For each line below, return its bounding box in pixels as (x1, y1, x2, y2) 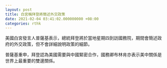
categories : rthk (5, 21, 41, 26)
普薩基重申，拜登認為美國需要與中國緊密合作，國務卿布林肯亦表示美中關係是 (5, 52, 162, 58)
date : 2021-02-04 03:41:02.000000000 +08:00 (5, 16, 99, 21)
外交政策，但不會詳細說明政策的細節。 (13, 41, 92, 47)
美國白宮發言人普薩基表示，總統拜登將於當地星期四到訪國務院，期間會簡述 (5, 35, 158, 41)
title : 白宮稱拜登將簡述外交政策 (5, 12, 66, 17)
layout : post (5, 7, 32, 12)
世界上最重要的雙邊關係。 (5, 58, 58, 64)
